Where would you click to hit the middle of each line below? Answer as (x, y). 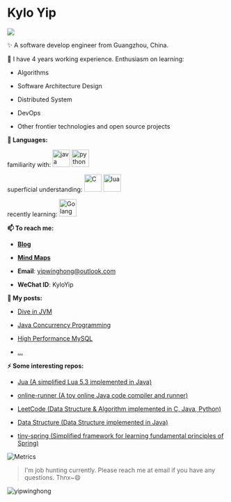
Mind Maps (34, 257)
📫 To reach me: (31, 228)
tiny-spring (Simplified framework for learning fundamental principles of (120, 435)
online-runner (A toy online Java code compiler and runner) (103, 395)
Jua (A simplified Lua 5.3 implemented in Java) (84, 382)
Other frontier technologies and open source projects (94, 126)
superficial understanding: (45, 189)
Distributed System (45, 99)
